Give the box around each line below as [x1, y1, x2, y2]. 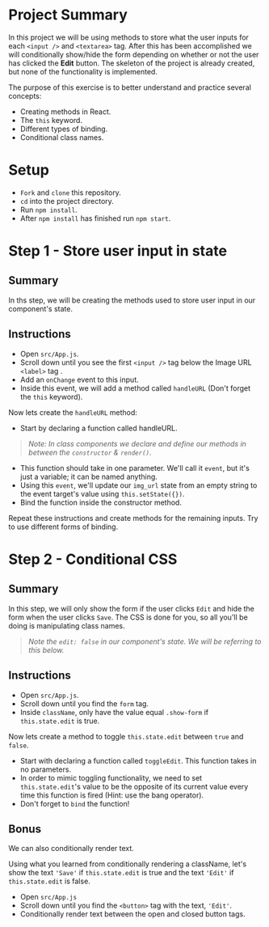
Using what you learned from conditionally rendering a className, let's [8, 859, 247, 869]
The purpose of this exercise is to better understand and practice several [8, 83, 252, 92]
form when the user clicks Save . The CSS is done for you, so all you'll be [8, 612, 248, 622]
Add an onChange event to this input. [19, 375, 139, 384]
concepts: [8, 91, 42, 100]
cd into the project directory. [19, 196, 115, 205]
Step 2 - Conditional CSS [8, 550, 178, 568]
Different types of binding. [19, 124, 108, 133]
